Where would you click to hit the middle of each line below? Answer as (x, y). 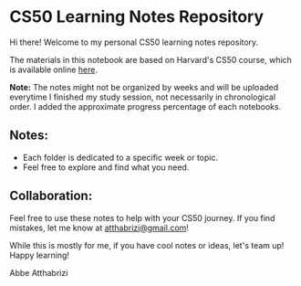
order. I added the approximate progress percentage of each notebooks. (145, 106)
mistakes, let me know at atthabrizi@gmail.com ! (99, 228)
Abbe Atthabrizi (39, 272)
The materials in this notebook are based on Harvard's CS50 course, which (150, 59)
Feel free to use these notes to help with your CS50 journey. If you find (142, 217)
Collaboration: (51, 196)
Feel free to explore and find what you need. (106, 167)
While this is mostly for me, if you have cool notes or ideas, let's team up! (147, 245)
